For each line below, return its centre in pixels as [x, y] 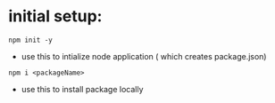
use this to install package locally [82, 89]
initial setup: [55, 16]
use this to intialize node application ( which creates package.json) [144, 56]
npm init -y [30, 40]
